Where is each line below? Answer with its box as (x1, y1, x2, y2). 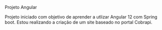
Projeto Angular (5, 4, 37, 10)
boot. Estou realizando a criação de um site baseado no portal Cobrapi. (5, 19, 153, 25)
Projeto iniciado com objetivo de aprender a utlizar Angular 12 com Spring (5, 14, 157, 19)
